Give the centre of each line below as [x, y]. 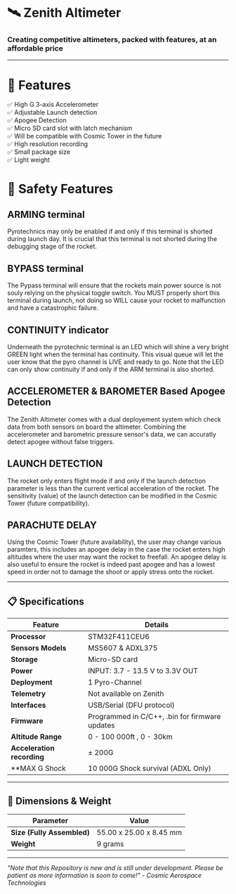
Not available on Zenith [126, 694]
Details [156, 625]
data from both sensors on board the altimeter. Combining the [97, 427]
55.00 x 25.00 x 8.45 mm [139, 833]
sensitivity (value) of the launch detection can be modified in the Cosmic [112, 495]
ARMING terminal [46, 215]
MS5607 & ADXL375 [123, 648]
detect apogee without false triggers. [61, 441]
